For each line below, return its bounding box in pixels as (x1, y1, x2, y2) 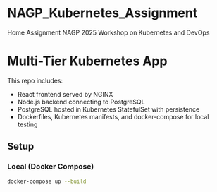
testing (17, 120, 38, 128)
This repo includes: (7, 76, 63, 85)
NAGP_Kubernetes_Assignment (7, 5, 198, 21)
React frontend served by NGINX (17, 90, 113, 98)
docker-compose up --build (7, 178, 87, 185)
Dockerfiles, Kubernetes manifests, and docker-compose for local (17, 112, 209, 121)
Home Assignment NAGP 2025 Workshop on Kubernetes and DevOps (7, 28, 210, 37)
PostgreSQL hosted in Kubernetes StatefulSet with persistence (17, 104, 200, 114)
